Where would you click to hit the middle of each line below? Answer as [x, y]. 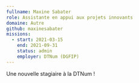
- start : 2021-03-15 [37, 40]
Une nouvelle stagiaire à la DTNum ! [51, 73]
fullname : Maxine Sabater [39, 12]
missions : [19, 34]
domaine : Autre [25, 23]
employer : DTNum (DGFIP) [48, 57]
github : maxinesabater [35, 29]
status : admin [35, 51]
